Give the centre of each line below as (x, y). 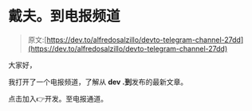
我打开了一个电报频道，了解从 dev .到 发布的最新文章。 (98, 82)
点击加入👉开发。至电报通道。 (58, 98)
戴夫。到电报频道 (65, 16)
